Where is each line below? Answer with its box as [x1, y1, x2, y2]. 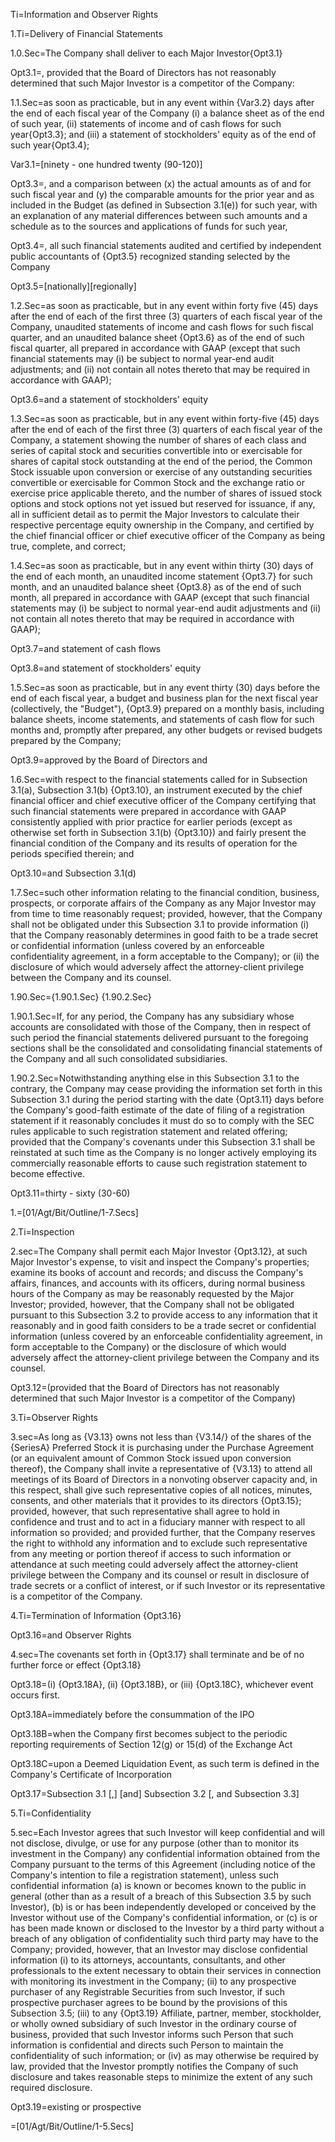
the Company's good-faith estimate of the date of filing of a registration [10, 1104, 305, 1116]
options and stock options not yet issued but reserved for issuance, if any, [10, 498, 316, 509]
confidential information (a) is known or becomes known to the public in [10, 1880, 307, 1891]
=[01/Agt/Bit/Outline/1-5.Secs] [10, 2120, 135, 2132]
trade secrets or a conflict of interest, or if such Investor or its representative [10, 1580, 326, 1591]
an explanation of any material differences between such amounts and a [10, 210, 308, 221]
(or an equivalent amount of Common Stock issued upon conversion [10, 1452, 292, 1464]
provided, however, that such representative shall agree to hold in [10, 1505, 280, 1517]
